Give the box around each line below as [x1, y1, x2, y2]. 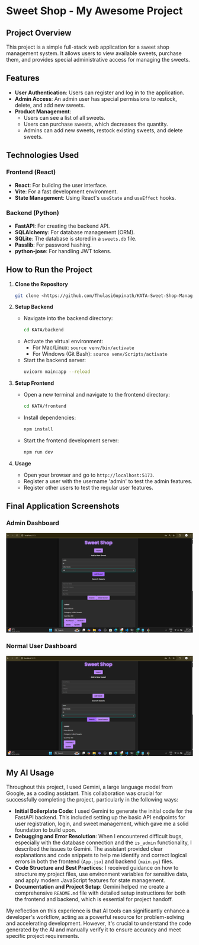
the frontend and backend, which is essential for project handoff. [14, 896, 174, 903]
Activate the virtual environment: [23, 338, 104, 345]
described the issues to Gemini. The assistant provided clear [14, 845, 163, 853]
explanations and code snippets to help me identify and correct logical [14, 852, 187, 859]
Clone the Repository [14, 280, 68, 288]
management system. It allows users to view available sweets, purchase [6, 50, 182, 57]
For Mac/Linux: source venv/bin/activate [32, 344, 134, 351]
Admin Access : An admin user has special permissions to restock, [14, 95, 178, 102]
